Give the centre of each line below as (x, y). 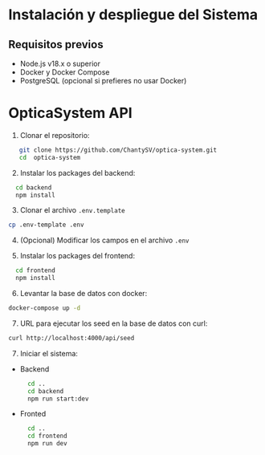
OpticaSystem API (70, 113)
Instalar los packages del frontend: (77, 256)
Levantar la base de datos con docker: (84, 294)
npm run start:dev (58, 399)
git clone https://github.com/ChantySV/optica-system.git (118, 150)
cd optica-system (50, 157)
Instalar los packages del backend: (77, 173)
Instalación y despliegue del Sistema (133, 15)
